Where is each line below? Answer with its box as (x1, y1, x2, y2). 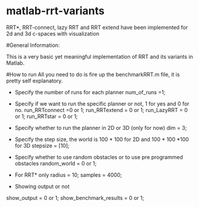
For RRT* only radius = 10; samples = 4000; (14, 171, 122, 179)
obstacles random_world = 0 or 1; (14, 160, 97, 167)
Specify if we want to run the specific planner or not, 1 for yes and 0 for (14, 100, 189, 107)
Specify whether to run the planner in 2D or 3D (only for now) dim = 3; (14, 124, 187, 131)
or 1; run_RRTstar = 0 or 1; (14, 113, 78, 120)
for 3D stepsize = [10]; (14, 142, 70, 149)
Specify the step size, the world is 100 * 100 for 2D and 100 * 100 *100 (14, 135, 189, 143)
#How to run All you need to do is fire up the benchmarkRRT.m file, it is (6, 71, 180, 78)
